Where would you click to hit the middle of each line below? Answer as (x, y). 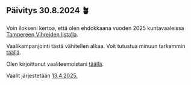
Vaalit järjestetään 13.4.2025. (42, 75)
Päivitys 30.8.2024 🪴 (48, 10)
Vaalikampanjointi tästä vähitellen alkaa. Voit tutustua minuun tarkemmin (96, 46)
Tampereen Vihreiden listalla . (42, 34)
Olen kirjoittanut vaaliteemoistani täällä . (55, 64)
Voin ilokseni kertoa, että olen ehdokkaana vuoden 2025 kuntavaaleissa (95, 28)
